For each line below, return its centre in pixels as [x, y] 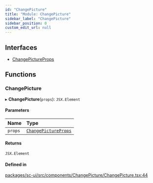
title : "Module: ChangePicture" [38, 14]
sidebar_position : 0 [26, 23]
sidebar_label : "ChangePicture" [38, 19]
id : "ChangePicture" [26, 10]
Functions [21, 74]
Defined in [16, 164]
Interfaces [21, 48]
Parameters [17, 110]
